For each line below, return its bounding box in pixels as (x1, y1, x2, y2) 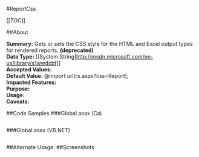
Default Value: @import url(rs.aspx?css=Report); (6, 72, 129, 79)
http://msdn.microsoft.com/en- (76, 53, 154, 60)
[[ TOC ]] (6, 17, 25, 24)
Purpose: (6, 85, 30, 92)
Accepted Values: (6, 66, 53, 73)
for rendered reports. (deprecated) (6, 46, 94, 54)
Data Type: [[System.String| (6, 53, 77, 60)
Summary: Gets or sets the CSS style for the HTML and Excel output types (6, 40, 194, 47)
